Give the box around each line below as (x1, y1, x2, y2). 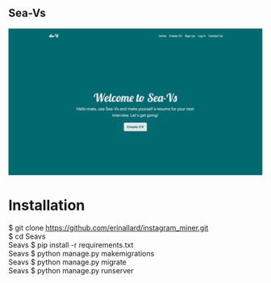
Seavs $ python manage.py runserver (8, 265, 134, 275)
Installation (8, 196, 85, 214)
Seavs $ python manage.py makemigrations (8, 248, 155, 258)
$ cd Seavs (8, 231, 46, 241)
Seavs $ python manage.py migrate (8, 257, 127, 267)
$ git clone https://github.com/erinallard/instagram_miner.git (8, 223, 209, 232)
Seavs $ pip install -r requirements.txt (8, 239, 134, 249)
